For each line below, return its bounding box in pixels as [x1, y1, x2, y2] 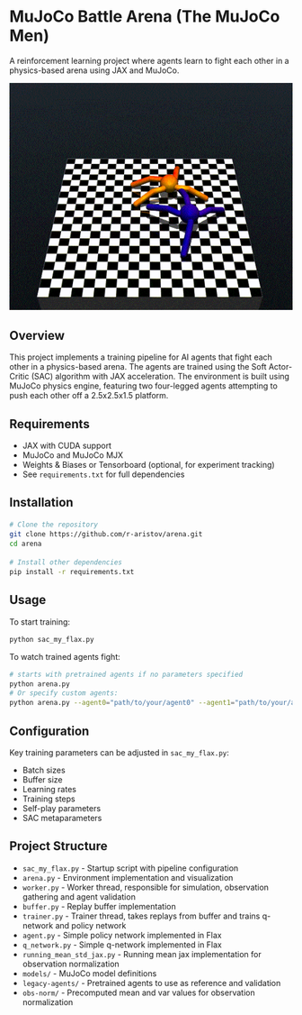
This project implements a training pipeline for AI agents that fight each [9, 352, 272, 362]
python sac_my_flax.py [9, 635, 94, 644]
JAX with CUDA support [22, 440, 112, 451]
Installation [9, 495, 74, 510]
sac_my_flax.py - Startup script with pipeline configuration [22, 863, 239, 873]
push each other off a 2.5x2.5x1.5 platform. [9, 390, 169, 401]
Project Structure [9, 838, 108, 854]
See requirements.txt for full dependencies [22, 469, 185, 480]
